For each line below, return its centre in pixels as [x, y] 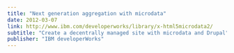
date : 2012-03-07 [32, 20]
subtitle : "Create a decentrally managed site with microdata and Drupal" [118, 33]
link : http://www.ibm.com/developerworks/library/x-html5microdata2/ [110, 26]
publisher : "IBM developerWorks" [56, 39]
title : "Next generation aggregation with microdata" [87, 13]
